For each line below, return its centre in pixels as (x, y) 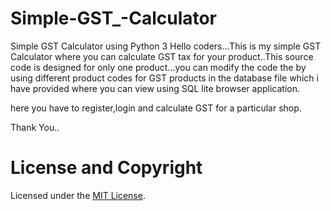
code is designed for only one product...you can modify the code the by (158, 67)
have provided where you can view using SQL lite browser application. (155, 88)
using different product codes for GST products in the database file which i (164, 78)
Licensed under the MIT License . (78, 195)
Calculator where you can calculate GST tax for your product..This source (162, 56)
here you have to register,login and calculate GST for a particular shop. (156, 108)
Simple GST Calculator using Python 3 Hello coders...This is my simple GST (166, 46)
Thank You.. (35, 127)
